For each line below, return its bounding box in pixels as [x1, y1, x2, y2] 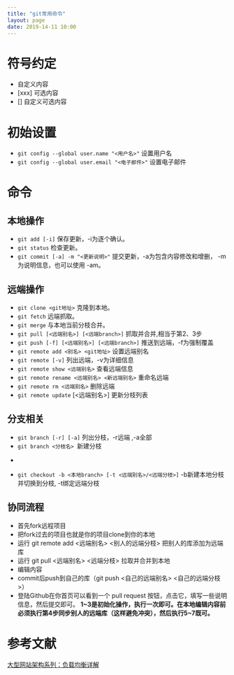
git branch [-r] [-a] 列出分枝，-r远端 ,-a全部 [17, 433, 152, 441]
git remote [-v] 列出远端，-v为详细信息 [17, 356, 134, 364]
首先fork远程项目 [17, 521, 66, 530]
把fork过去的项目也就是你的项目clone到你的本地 [17, 530, 156, 539]
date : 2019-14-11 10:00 [7, 23, 77, 30]
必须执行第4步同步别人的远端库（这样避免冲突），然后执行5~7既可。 [17, 609, 214, 617]
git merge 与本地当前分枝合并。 [17, 321, 110, 329]
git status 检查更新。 [17, 243, 82, 252]
